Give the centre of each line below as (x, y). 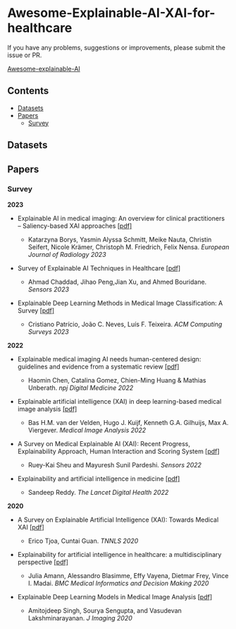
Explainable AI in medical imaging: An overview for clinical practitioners (121, 218)
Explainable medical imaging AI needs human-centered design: (109, 359)
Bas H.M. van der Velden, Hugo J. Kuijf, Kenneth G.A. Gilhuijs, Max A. (128, 422)
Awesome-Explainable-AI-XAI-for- (111, 13)
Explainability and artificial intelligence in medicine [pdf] (99, 479)
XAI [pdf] (31, 527)
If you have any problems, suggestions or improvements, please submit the (116, 47)
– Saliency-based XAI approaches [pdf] (75, 226)
